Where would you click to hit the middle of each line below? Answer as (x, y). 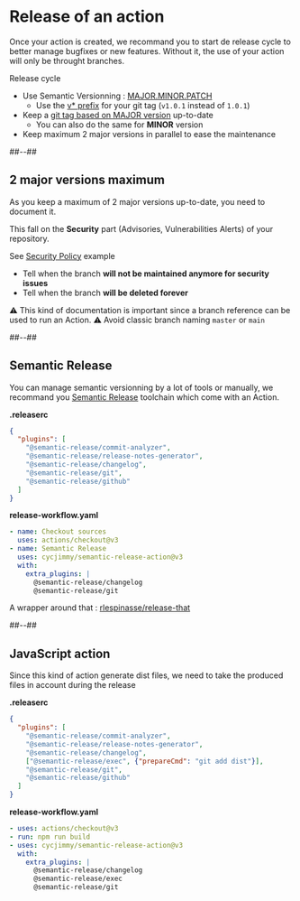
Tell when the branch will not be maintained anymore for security (146, 274)
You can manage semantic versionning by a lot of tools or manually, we (141, 387)
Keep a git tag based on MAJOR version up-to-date (118, 115)
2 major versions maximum (87, 180)
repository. (29, 238)
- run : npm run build (50, 837)
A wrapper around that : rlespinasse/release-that (100, 608)
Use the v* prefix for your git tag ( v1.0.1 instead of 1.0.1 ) (143, 105)
